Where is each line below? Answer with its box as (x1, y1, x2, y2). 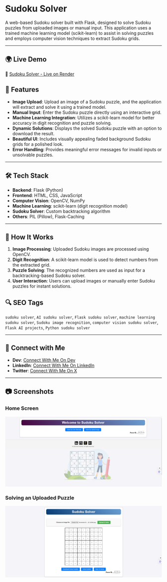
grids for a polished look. (12, 141, 64, 147)
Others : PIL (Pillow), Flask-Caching (12, 214, 84, 220)
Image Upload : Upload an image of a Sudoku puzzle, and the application (12, 98, 162, 105)
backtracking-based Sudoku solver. (12, 273, 86, 279)
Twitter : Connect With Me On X (12, 367, 78, 373)
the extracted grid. (12, 262, 51, 268)
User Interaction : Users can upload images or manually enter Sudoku (12, 278, 156, 284)
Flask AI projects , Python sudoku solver (5, 325, 90, 330)
